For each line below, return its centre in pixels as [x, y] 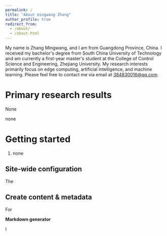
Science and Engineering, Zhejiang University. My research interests [77, 64]
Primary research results [59, 95]
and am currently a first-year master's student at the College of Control [79, 58]
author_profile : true [28, 19]
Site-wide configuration [44, 169]
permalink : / [19, 10]
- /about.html [25, 33]
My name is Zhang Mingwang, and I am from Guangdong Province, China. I [83, 48]
